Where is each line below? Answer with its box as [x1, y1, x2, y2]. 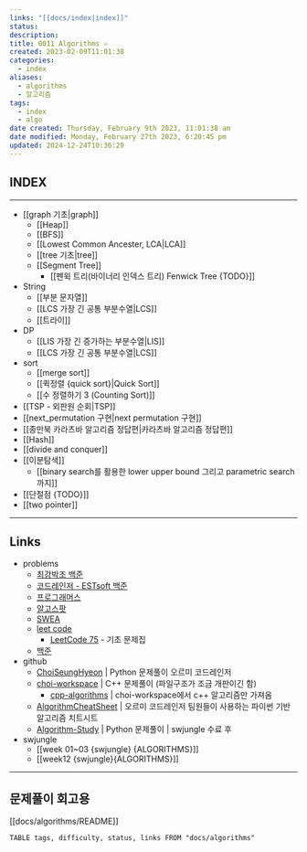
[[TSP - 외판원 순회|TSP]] [22, 400, 116, 411]
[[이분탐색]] [22, 454, 65, 465]
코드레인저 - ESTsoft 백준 [36, 580, 128, 591]
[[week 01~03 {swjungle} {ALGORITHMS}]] [36, 744, 199, 755]
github [22, 655, 48, 667]
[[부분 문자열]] [36, 292, 89, 303]
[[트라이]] [36, 314, 71, 325]
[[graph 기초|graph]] [22, 208, 99, 219]
